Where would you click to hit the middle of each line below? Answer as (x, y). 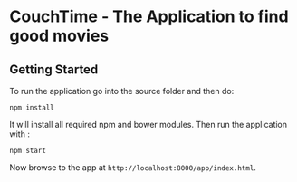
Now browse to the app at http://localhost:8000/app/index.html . (133, 168)
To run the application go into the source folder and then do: (122, 91)
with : (19, 134)
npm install (32, 108)
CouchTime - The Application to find (149, 17)
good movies (59, 36)
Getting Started (54, 69)
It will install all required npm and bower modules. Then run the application (148, 125)
